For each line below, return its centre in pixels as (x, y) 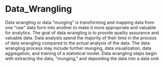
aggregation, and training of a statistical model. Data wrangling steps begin (81, 53)
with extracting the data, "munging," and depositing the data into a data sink (82, 58)
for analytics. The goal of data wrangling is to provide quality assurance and (82, 33)
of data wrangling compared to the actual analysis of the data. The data (78, 43)
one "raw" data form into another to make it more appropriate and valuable (81, 27)
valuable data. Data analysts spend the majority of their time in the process (81, 38)
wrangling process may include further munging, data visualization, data (78, 48)
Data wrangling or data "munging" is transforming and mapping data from (80, 22)
